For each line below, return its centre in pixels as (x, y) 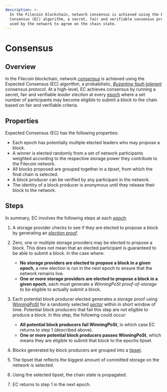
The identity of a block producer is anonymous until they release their (83, 185)
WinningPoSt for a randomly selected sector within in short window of (84, 304)
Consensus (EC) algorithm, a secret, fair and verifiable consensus (82, 19)
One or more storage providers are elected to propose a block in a (89, 279)
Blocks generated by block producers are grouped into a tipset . (77, 350)
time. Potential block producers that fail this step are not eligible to (80, 309)
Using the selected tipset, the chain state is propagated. (70, 375)
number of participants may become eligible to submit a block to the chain (81, 100)
